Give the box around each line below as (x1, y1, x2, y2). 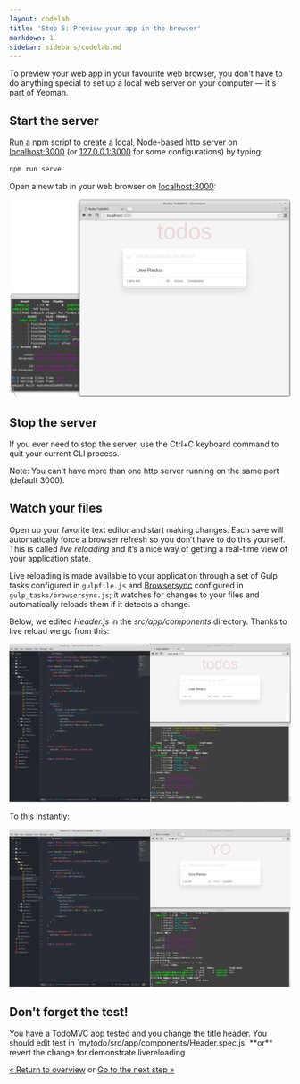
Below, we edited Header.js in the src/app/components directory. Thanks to (9, 616, 287, 627)
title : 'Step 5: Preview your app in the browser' (9, 23, 202, 33)
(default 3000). (9, 475, 65, 486)
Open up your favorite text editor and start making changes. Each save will (9, 524, 284, 535)
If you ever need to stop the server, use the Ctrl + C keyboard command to (9, 438, 279, 450)
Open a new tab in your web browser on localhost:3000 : (9, 180, 217, 191)
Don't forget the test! (9, 1005, 129, 1020)
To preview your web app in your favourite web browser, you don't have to (9, 68, 283, 79)
